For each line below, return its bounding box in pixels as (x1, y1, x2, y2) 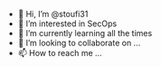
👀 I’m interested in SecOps (17, 18, 118, 29)
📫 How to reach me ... (17, 48, 102, 58)
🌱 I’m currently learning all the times (17, 28, 153, 38)
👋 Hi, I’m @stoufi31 (17, 9, 89, 19)
